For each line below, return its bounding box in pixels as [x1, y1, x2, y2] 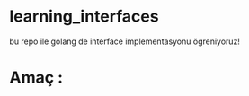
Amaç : [9, 67, 64, 88]
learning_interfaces [9, 6, 159, 27]
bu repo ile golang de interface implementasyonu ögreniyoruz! [9, 36, 241, 47]
